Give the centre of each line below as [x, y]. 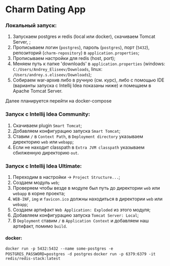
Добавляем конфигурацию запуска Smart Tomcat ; [67, 131]
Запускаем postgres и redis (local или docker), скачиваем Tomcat [84, 36]
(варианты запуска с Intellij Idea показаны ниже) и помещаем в [82, 86]
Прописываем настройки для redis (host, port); [64, 58]
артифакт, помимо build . [40, 226]
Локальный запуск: [31, 26]
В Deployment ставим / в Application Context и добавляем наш [81, 221]
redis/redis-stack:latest [33, 259]
